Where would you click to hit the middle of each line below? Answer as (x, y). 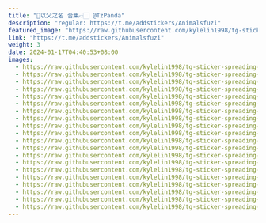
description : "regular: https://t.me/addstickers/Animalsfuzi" (115, 23)
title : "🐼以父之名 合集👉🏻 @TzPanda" (66, 15)
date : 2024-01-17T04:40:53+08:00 (63, 52)
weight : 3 (25, 45)
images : (21, 60)
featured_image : (35, 30)
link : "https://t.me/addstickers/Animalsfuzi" (86, 38)
